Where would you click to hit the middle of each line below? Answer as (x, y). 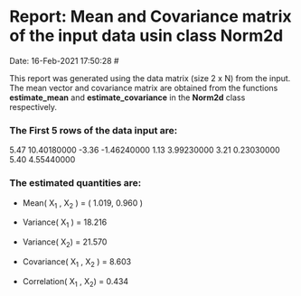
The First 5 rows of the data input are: (94, 130)
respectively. (33, 106)
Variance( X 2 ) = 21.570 (65, 243)
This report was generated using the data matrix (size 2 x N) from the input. (150, 78)
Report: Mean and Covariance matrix (150, 17)
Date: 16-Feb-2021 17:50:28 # (64, 60)
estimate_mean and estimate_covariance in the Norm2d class (127, 97)
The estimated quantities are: (75, 183)
